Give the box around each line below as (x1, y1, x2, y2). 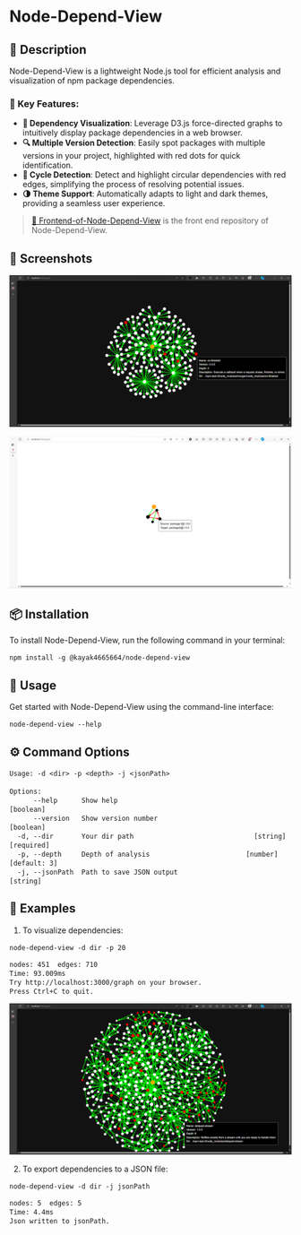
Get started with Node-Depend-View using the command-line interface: (9, 702, 275, 712)
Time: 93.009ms (9, 969, 66, 978)
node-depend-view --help (9, 720, 102, 730)
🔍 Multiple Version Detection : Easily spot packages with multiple (21, 137, 266, 149)
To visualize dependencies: (21, 925, 124, 936)
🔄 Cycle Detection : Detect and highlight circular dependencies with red (21, 169, 287, 180)
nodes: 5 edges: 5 (9, 1199, 82, 1208)
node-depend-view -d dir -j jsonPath (9, 1182, 150, 1191)
